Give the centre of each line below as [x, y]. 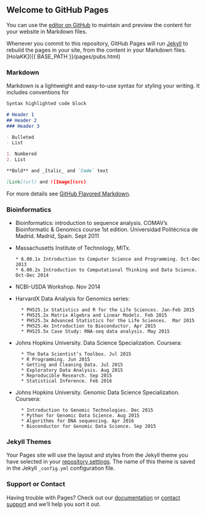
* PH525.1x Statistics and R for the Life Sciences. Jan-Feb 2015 [108, 310]
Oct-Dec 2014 [32, 275]
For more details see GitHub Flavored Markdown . [69, 194]
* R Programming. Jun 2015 [56, 360]
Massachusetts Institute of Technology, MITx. [73, 248]
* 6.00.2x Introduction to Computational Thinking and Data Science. [106, 270]
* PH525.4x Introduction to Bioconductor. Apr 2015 [89, 326]
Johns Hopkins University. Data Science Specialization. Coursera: [99, 343]
